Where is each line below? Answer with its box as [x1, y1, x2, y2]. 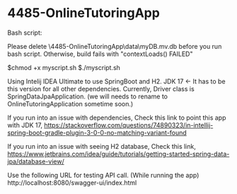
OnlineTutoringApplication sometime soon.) [7, 99, 134, 108]
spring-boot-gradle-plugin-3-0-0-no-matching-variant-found [7, 128, 187, 137]
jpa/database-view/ [7, 157, 65, 166]
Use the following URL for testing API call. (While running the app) [7, 171, 200, 179]
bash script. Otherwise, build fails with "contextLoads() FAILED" [7, 50, 193, 58]
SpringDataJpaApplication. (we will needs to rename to [7, 92, 168, 101]
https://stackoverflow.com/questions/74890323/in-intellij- [43, 120, 214, 129]
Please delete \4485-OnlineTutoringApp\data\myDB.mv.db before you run [7, 42, 222, 50]
